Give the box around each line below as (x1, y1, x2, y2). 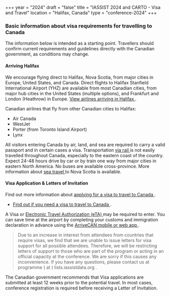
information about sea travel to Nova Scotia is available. (5, 168, 122, 174)
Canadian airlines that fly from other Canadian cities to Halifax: (5, 105, 137, 111)
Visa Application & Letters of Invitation (5, 180, 89, 186)
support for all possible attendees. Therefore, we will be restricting (17, 243, 157, 249)
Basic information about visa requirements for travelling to (5, 22, 152, 29)
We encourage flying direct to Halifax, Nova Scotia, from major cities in (5, 74, 154, 80)
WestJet (12, 121, 30, 127)
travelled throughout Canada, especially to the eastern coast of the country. (5, 152, 164, 158)
